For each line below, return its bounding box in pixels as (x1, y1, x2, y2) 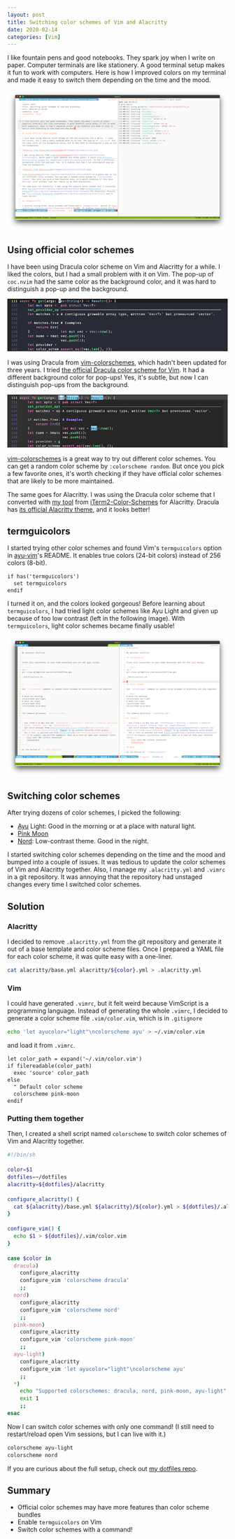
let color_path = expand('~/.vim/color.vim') (7, 1055, 142, 1063)
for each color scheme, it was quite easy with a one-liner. (7, 953, 173, 961)
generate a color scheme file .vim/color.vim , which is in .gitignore (7, 1014, 203, 1023)
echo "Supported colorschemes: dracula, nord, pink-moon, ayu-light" (20, 1388, 227, 1395)
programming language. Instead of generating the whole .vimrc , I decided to (7, 1006, 228, 1015)
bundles (17, 1510, 41, 1519)
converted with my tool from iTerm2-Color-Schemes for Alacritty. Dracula (7, 498, 220, 506)
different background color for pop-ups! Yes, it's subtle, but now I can (7, 373, 208, 381)
